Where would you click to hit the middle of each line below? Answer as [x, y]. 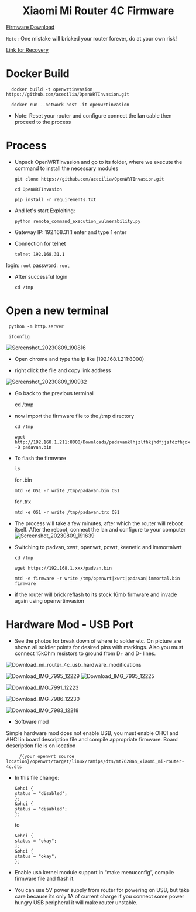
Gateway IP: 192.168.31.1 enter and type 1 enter [71, 232]
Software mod [32, 721]
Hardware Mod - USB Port [70, 624]
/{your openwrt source [47, 756]
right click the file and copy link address [63, 370]
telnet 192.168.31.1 [39, 254]
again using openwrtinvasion [49, 600]
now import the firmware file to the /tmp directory [74, 416]
